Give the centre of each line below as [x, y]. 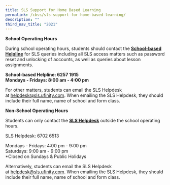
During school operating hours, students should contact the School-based [83, 48]
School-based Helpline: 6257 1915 [42, 75]
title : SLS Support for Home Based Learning [53, 10]
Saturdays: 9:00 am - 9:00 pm [37, 151]
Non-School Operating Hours [37, 111]
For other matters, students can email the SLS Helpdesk [64, 90]
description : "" [22, 19]
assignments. [19, 65]
